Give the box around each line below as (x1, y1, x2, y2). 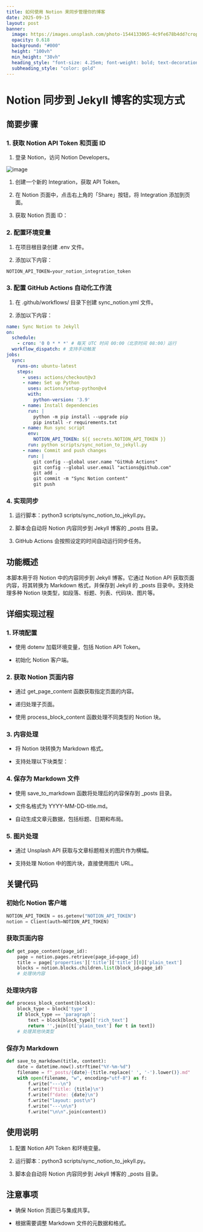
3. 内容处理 (6, 730, 39, 739)
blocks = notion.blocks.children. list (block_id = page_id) (17, 965, 164, 971)
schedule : (11, 335, 36, 341)
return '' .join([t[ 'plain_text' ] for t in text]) (28, 1022, 155, 1029)
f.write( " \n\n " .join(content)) (28, 1108, 107, 1115)
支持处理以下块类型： (14, 758, 68, 765)
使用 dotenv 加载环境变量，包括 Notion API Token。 (14, 643, 144, 650)
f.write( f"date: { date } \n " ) (28, 1092, 98, 1098)
